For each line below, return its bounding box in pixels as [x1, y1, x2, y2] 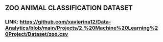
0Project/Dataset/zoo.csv [5, 31, 69, 38]
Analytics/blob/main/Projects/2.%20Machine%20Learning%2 [5, 24, 158, 31]
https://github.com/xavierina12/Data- [19, 19, 112, 25]
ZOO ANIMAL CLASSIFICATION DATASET [5, 4, 133, 12]
